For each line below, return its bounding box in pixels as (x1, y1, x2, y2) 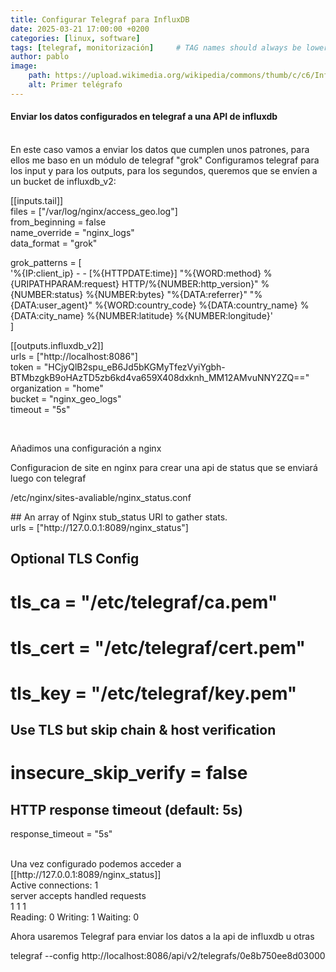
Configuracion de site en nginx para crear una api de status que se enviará (10, 461, 318, 473)
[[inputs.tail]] (10, 194, 64, 206)
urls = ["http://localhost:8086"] (10, 350, 138, 362)
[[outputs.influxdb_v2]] (10, 339, 104, 351)
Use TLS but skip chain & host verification (10, 722, 277, 739)
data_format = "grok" (10, 237, 98, 249)
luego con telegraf (10, 472, 87, 484)
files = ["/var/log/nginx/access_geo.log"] (10, 205, 178, 217)
